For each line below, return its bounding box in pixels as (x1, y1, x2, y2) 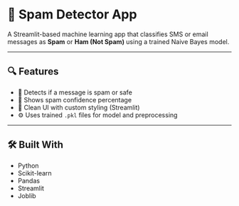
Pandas (17, 176, 41, 185)
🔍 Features (7, 65, 59, 77)
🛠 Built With (7, 139, 64, 151)
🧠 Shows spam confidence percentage (17, 95, 132, 104)
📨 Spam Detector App (7, 6, 137, 23)
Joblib (17, 191, 37, 200)
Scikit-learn (17, 168, 52, 177)
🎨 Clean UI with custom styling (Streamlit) (17, 103, 140, 112)
